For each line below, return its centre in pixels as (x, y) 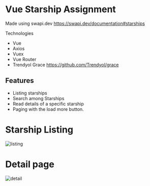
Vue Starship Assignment (61, 9)
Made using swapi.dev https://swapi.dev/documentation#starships (75, 23)
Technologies (20, 33)
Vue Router (24, 59)
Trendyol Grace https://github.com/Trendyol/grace (66, 65)
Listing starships (30, 93)
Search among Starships (38, 98)
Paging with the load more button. (48, 109)
